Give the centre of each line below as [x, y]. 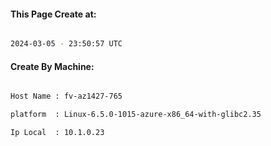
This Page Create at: [53, 14]
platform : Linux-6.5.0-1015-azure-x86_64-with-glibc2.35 [136, 115]
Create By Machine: [52, 66]
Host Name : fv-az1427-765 [66, 96]
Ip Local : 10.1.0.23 [57, 133]
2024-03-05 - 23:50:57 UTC [66, 44]
